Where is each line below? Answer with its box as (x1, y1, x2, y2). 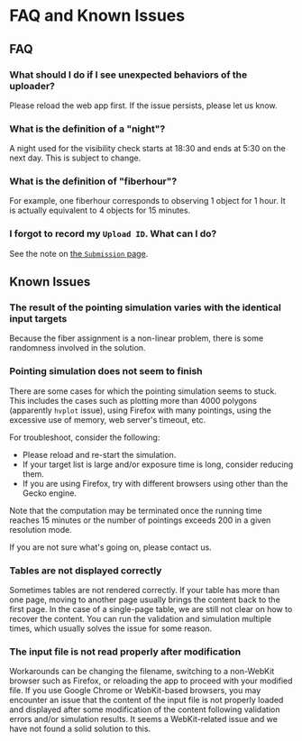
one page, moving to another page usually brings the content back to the (9, 594, 281, 605)
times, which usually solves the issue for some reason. (9, 623, 213, 634)
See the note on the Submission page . (9, 248, 149, 259)
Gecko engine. (22, 488, 77, 499)
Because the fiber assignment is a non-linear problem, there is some (9, 333, 264, 343)
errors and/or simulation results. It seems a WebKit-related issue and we (9, 714, 278, 725)
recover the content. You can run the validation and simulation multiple (9, 614, 272, 625)
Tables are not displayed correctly (9, 564, 162, 577)
